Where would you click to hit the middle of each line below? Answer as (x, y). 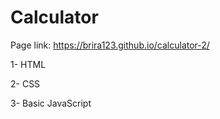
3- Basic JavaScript (51, 103)
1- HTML (28, 64)
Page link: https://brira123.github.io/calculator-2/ (110, 45)
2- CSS (25, 83)
